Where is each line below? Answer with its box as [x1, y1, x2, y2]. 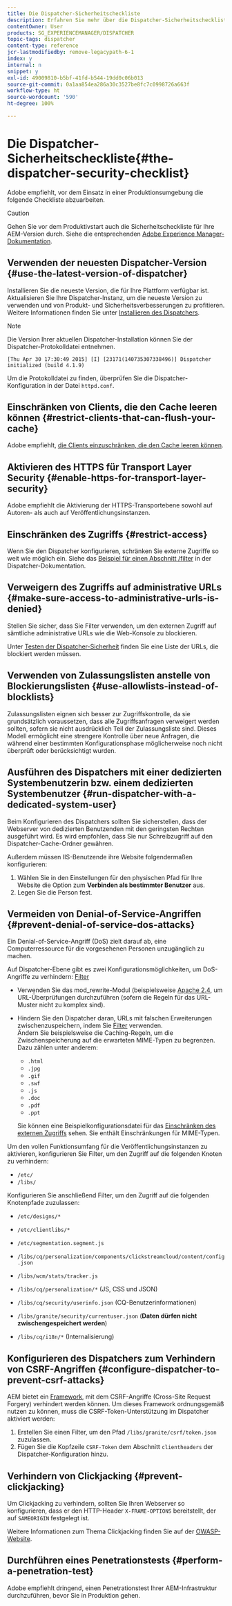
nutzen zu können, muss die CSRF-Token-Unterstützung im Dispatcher [7, 1408, 209, 1416]
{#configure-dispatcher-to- [97, 1363, 220, 1375]
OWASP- [195, 1527, 221, 1535]
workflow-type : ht [7, 87, 60, 94]
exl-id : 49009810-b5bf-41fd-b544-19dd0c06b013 [7, 74, 144, 82]
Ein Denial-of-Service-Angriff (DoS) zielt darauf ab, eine [7, 937, 167, 946]
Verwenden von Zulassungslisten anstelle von [7, 670, 211, 682]
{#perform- [172, 1555, 223, 1567]
